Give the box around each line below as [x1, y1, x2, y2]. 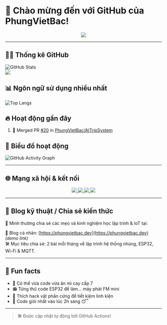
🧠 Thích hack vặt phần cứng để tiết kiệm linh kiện [12, 293, 113, 299]
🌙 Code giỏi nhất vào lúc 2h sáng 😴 [12, 298, 88, 304]
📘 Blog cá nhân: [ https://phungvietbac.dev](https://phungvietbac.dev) [5, 229, 149, 236]
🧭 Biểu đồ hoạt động [5, 142, 69, 150]
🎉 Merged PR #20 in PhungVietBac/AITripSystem [12, 127, 113, 133]
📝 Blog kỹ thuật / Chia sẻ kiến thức [5, 207, 113, 216]
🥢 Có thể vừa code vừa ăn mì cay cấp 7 [12, 280, 93, 286]
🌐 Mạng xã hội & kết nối [5, 174, 80, 183]
